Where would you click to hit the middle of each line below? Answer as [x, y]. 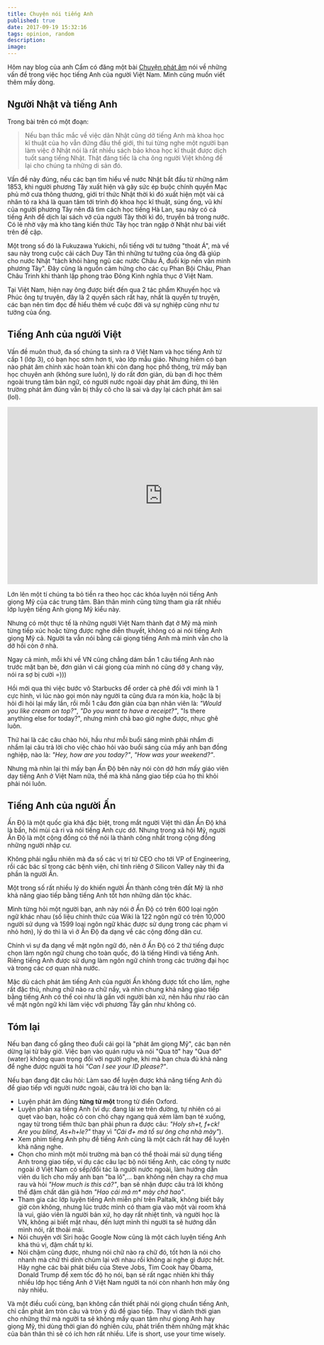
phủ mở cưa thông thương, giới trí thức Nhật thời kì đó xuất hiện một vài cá [116, 194]
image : [17, 47]
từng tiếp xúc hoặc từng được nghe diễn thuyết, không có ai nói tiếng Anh [115, 630]
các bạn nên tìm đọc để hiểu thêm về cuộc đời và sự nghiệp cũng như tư [113, 304]
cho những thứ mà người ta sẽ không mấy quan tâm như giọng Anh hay [111, 1319]
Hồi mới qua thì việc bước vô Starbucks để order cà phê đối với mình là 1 [113, 688]
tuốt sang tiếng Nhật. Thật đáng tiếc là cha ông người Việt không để [124, 157]
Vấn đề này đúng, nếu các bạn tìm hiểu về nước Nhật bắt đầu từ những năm [118, 179]
